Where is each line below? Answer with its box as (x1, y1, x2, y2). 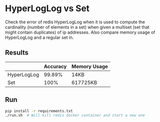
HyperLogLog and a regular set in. (5, 35, 74, 40)
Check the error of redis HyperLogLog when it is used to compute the (5, 19, 145, 25)
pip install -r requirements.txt (5, 108, 73, 113)
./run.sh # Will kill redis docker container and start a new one (5, 113, 145, 118)
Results (5, 49, 29, 57)
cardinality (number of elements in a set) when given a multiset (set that (5, 24, 150, 30)
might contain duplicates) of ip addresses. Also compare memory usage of (5, 29, 156, 35)
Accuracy (43, 63, 67, 70)
